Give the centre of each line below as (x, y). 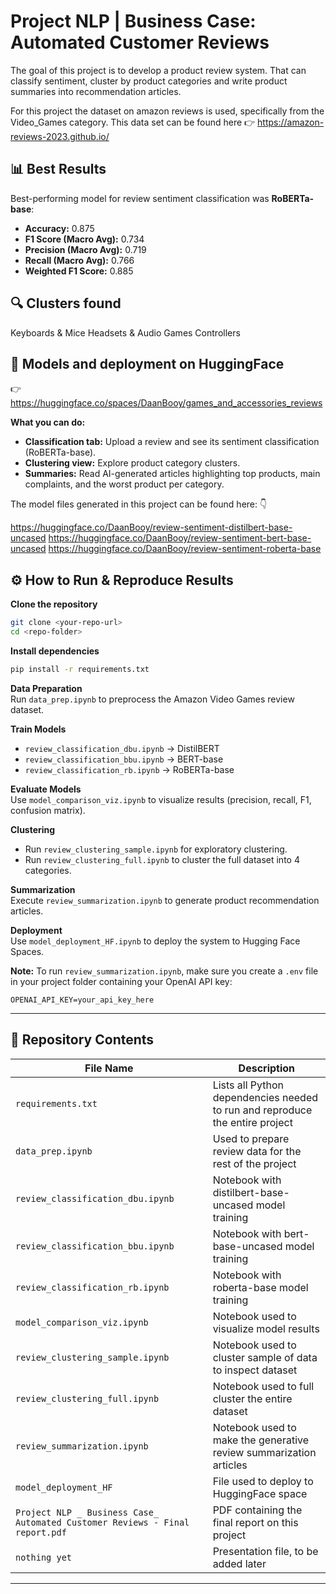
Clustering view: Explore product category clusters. (132, 463)
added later (239, 1563)
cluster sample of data (265, 1357)
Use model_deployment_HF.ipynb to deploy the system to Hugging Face (155, 941)
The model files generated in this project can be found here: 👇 (139, 504)
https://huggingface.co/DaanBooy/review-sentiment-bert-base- (180, 538)
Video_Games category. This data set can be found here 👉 (133, 122)
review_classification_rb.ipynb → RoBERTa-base (129, 769)
